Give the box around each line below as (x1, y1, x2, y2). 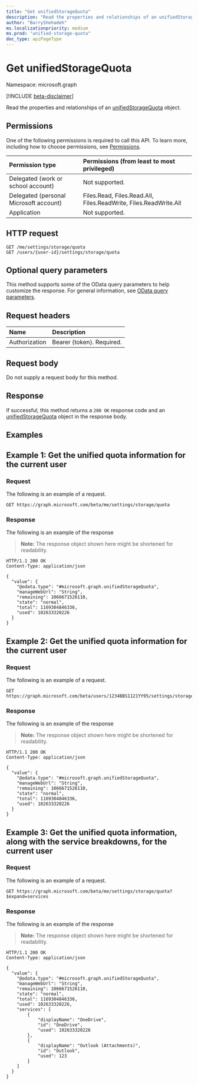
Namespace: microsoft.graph (6, 81, 77, 88)
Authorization (9, 338, 47, 346)
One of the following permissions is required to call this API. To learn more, (6, 136, 188, 144)
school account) (9, 181, 54, 190)
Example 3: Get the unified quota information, (6, 827, 177, 838)
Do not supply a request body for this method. (6, 374, 118, 381)
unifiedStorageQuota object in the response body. (6, 413, 128, 420)
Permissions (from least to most (82, 157, 176, 165)
